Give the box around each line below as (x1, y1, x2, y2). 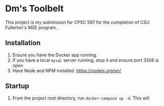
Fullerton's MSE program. (5, 24, 58, 30)
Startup (5, 82, 29, 90)
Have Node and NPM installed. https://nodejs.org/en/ (12, 68, 122, 73)
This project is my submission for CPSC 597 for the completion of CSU (5, 19, 150, 25)
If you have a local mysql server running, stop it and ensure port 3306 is (12, 57, 159, 63)
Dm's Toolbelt (5, 3, 64, 14)
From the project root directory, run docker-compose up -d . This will (12, 95, 150, 101)
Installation (5, 39, 41, 47)
